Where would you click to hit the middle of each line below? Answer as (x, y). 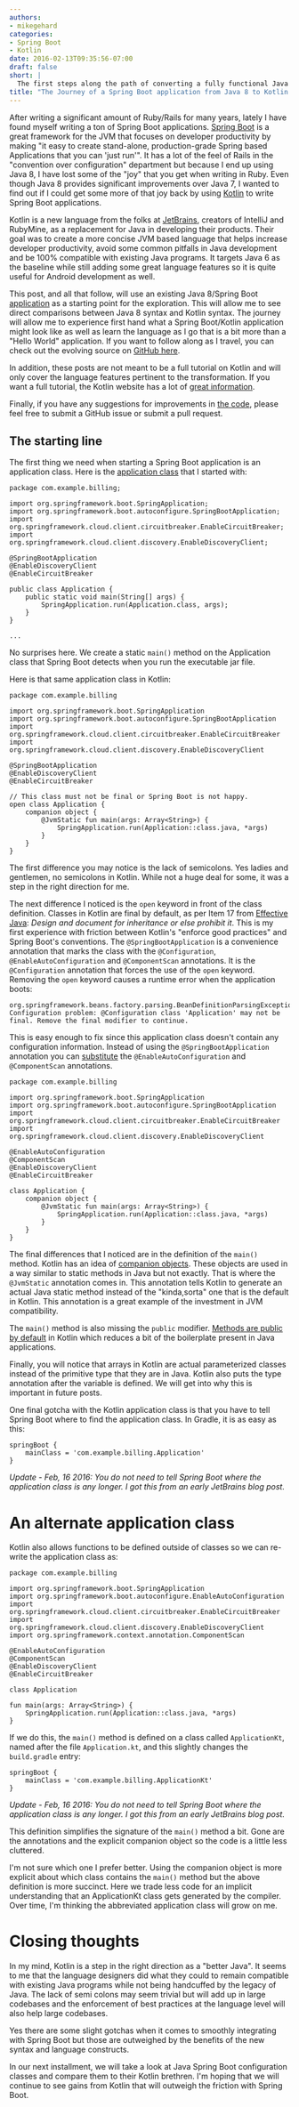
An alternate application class (122, 1523)
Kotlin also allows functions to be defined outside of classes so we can (139, 1547)
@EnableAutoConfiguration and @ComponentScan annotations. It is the (133, 961)
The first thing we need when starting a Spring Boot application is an (135, 463)
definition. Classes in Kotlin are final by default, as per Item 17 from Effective (149, 914)
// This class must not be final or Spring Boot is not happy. (129, 797)
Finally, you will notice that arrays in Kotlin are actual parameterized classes (148, 1364)
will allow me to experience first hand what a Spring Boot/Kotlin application (146, 322)
